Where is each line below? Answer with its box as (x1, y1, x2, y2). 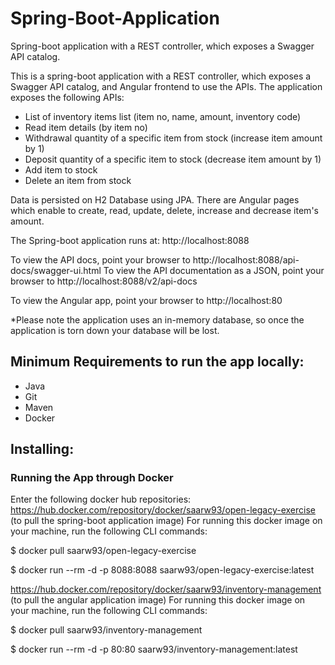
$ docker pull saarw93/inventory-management (10, 624, 203, 636)
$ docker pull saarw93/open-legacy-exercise (10, 545, 197, 557)
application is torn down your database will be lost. (10, 324, 220, 336)
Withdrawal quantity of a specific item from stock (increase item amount (24, 132, 323, 144)
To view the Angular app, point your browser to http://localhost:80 (10, 294, 283, 306)
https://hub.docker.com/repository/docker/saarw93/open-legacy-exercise (10, 504, 317, 516)
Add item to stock (24, 163, 98, 176)
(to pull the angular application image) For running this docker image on (10, 594, 306, 606)
